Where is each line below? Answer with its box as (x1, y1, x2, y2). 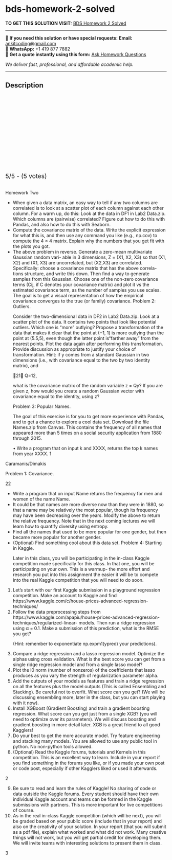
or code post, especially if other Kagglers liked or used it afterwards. (12, 765, 158, 772)
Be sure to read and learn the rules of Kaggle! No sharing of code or (12, 785, 157, 791)
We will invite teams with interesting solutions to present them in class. (12, 839, 162, 846)
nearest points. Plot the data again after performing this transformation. (12, 341, 163, 347)
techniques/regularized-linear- (12, 619, 78, 625)
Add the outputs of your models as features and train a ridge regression (12, 677, 164, 684)
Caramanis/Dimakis (5, 460, 47, 467)
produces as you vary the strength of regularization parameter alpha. (12, 672, 159, 678)
